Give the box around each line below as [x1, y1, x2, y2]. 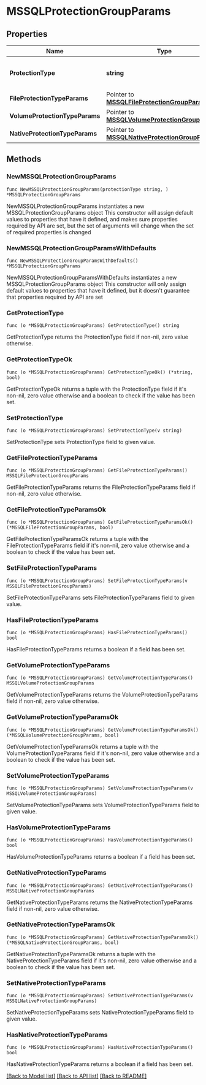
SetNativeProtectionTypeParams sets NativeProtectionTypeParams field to [6, 1009, 194, 1016]
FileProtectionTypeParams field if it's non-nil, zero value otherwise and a [6, 542, 190, 550]
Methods [6, 154, 42, 164]
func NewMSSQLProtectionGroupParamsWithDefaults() [6, 258, 139, 264]
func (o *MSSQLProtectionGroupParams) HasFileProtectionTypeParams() [6, 630, 188, 636]
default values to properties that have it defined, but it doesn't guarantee [6, 286, 190, 294]
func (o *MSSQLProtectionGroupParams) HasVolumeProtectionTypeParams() [6, 837, 193, 843]
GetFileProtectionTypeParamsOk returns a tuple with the [6, 535, 149, 543]
